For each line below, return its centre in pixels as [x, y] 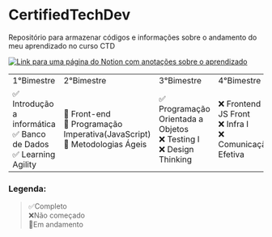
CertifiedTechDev [70, 15]
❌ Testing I [179, 139]
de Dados [31, 144]
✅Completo [47, 206]
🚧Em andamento [55, 225]
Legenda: [28, 188]
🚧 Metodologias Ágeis [105, 144]
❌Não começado [56, 215]
